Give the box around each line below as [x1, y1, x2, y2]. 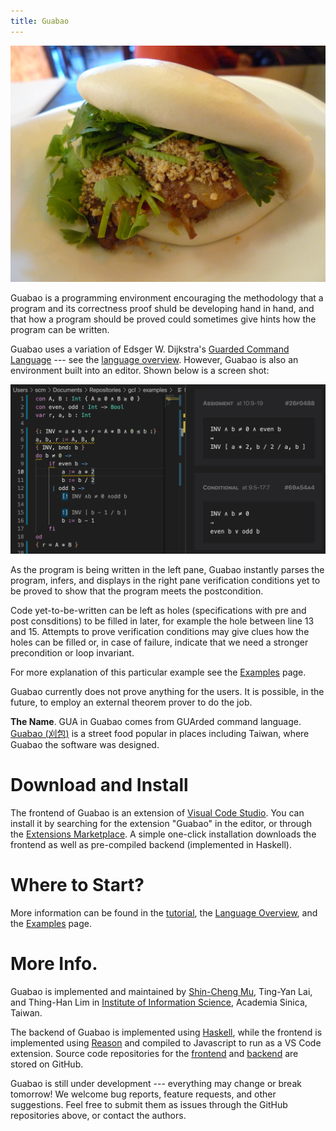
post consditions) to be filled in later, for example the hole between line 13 [10, 615, 315, 627]
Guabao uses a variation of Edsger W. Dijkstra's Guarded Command [10, 343, 290, 355]
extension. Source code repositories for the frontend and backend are [10, 1047, 299, 1059]
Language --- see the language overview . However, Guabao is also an [10, 353, 299, 365]
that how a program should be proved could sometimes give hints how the [10, 313, 317, 325]
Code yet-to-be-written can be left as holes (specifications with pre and [10, 604, 307, 616]
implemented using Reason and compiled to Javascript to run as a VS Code [10, 1036, 322, 1049]
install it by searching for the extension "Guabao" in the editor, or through [10, 817, 312, 829]
